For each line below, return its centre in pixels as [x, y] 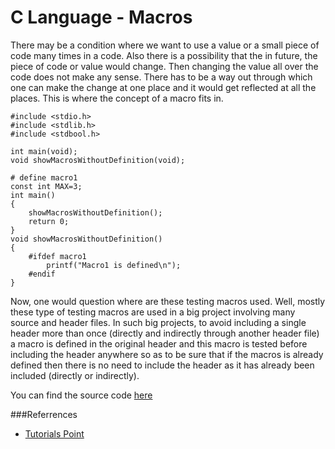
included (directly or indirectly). [75, 375]
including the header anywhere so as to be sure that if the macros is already [167, 354]
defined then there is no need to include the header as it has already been [162, 365]
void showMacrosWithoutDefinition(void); [98, 160]
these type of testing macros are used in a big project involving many [153, 312]
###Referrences [44, 414]
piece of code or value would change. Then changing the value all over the [164, 66]
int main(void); [44, 151]
